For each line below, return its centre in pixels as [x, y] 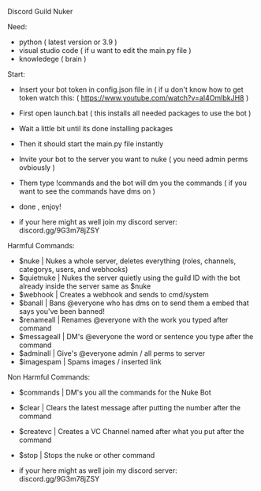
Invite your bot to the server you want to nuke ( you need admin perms [133, 159]
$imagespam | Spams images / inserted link [90, 362]
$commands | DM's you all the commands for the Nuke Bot [115, 392]
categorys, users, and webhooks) [73, 269]
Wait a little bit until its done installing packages [96, 128]
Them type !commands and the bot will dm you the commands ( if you [133, 183]
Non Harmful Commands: [49, 377]
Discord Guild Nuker [40, 11]
